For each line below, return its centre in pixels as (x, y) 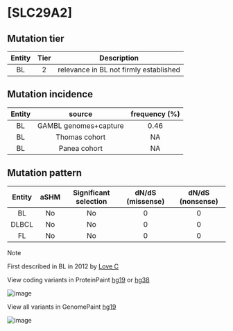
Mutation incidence (50, 94)
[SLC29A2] (40, 13)
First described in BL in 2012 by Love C (63, 266)
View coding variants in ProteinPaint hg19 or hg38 (79, 280)
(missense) (146, 201)
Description (119, 58)
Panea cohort (80, 148)
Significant (91, 193)
